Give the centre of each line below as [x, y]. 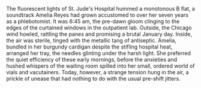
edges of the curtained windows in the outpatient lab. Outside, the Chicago [99, 28]
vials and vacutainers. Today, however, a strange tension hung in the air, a [97, 72]
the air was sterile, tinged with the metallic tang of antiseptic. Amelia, [91, 40]
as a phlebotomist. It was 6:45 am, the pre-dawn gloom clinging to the [93, 21]
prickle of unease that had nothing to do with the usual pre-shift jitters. [94, 78]
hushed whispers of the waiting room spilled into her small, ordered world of [100, 66]
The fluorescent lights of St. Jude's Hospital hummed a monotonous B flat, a [100, 9]
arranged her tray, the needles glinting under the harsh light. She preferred [98, 53]
